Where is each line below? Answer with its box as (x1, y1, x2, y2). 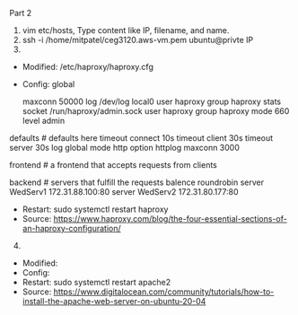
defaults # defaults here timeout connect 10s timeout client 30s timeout (9, 133, 274, 143)
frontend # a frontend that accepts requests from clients (9, 160, 217, 170)
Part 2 (9, 8, 32, 18)
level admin (22, 116, 66, 126)
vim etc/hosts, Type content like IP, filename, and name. (22, 25, 230, 35)
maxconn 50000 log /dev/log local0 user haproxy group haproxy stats (22, 96, 282, 107)
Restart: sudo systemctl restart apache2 (22, 277, 171, 287)
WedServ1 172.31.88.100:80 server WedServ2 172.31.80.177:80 (9, 187, 239, 197)
